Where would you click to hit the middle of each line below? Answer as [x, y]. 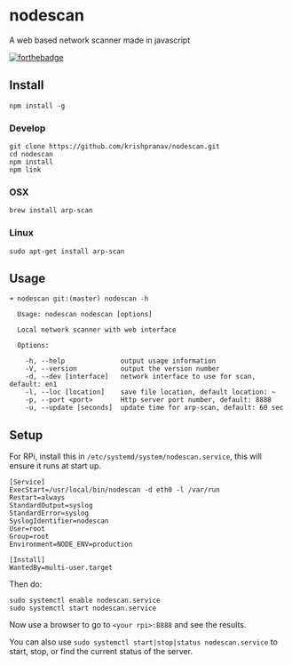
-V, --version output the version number [122, 369]
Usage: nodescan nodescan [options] [85, 315]
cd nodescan [31, 155]
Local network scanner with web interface [97, 330]
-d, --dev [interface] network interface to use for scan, [140, 377]
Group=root [29, 537]
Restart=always [37, 498]
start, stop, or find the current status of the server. [101, 652]
